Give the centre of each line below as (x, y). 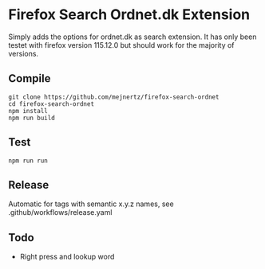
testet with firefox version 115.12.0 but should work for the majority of (121, 45)
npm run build (32, 118)
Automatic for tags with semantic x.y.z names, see (91, 204)
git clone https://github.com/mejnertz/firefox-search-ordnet (114, 97)
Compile (30, 78)
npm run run (28, 161)
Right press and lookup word (67, 257)
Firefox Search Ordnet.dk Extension (129, 15)
